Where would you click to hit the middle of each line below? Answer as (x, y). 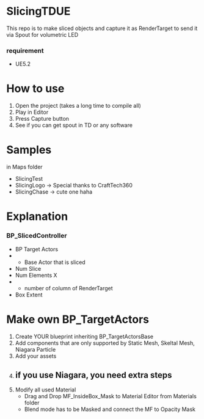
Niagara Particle (35, 349)
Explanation (37, 217)
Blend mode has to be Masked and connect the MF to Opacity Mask (110, 409)
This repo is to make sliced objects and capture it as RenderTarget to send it (102, 28)
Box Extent (29, 295)
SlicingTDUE (38, 11)
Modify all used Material (46, 390)
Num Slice (28, 268)
